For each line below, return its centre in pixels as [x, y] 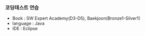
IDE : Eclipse [25, 29]
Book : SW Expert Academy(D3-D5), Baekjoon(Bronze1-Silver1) [76, 18]
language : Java [29, 24]
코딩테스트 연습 [22, 7]
